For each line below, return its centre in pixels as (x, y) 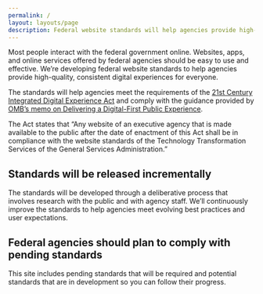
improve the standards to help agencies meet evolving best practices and (126, 209)
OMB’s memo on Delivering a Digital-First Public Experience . (106, 109)
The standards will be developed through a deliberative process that (118, 193)
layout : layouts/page (43, 23)
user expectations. (38, 218)
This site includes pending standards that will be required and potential (122, 274)
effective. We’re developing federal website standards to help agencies (122, 69)
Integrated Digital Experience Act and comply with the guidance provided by (131, 101)
